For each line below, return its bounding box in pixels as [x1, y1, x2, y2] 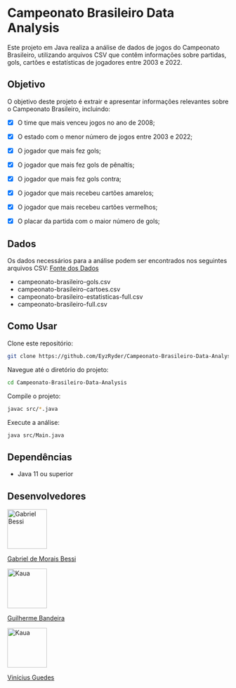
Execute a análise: [7, 418, 60, 426]
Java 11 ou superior [17, 470, 74, 478]
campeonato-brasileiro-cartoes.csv [17, 285, 121, 293]
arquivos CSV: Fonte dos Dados [7, 264, 99, 272]
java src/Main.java [7, 431, 65, 439]
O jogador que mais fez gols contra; [17, 174, 122, 183]
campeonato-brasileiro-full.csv [17, 300, 107, 309]
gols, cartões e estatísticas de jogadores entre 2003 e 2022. [7, 58, 183, 66]
